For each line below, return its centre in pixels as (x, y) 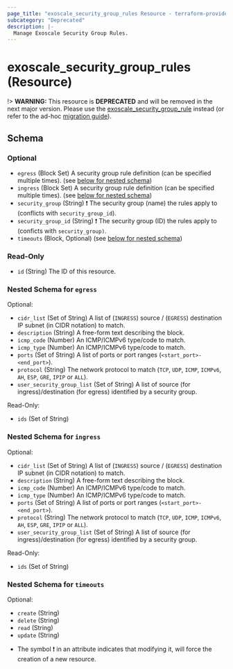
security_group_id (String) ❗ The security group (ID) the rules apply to (117, 220)
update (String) (38, 635)
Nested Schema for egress (52, 289)
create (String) (38, 613)
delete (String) (38, 620)
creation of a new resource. (57, 659)
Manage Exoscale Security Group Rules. (71, 33)
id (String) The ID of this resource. (67, 271)
